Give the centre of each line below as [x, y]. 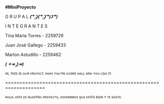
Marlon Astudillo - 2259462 [33, 54]
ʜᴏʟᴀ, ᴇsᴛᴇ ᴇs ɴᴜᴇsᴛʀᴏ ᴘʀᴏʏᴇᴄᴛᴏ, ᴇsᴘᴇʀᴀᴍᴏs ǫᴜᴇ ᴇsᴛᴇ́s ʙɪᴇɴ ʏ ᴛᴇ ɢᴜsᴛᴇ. [64, 97]
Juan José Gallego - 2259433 [36, 45]
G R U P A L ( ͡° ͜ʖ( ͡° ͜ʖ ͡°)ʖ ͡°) [32, 16]
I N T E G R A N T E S [26, 26]
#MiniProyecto [20, 7]
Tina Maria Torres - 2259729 [34, 36]
